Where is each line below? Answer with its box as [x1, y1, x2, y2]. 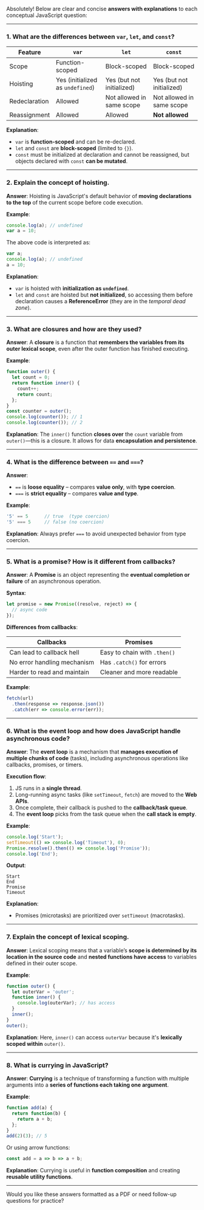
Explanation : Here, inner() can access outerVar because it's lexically [6, 1033, 182, 1041]
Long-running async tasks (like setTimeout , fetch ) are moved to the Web [15, 791, 197, 798]
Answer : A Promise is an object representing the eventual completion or [6, 571, 190, 579]
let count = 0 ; [12, 374, 50, 380]
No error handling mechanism [9, 658, 94, 666]
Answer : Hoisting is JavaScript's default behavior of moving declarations [6, 192, 192, 199]
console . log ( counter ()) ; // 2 [6, 419, 83, 426]
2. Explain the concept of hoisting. [6, 179, 110, 187]
